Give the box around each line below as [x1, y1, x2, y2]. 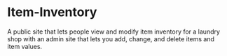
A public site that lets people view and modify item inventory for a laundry [7, 27, 221, 36]
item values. [7, 42, 43, 50]
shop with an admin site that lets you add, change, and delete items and [7, 34, 215, 43]
